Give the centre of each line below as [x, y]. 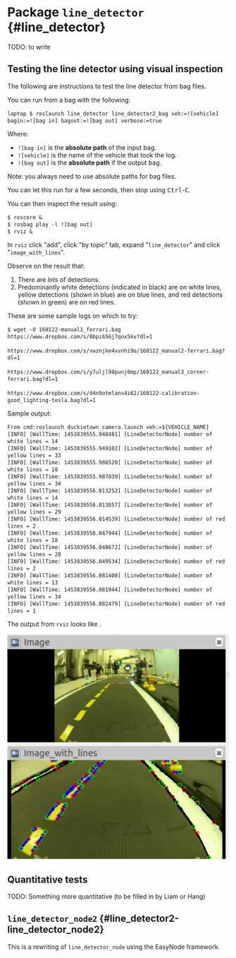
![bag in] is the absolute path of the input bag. [87, 147]
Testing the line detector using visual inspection [115, 69]
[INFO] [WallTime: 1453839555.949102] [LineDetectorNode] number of [110, 448]
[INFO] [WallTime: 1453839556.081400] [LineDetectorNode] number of [110, 575]
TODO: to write [29, 47]
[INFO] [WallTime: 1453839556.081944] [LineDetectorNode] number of [110, 590]
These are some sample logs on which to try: [73, 316]
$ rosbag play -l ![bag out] [50, 224]
